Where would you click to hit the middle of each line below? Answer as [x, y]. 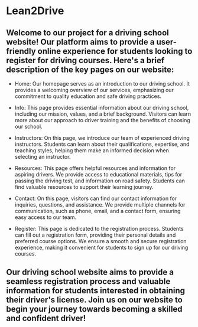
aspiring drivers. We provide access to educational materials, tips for [98, 174]
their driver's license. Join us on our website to [95, 300]
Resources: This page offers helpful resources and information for [95, 168]
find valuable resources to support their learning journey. [84, 187]
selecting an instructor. [43, 157]
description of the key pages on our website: [90, 69]
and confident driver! [46, 318]
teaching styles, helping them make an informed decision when [92, 151]
